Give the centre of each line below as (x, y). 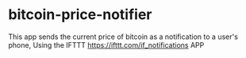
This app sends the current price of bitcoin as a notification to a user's (123, 37)
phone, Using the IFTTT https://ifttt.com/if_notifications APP (106, 44)
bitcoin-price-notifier (80, 15)
